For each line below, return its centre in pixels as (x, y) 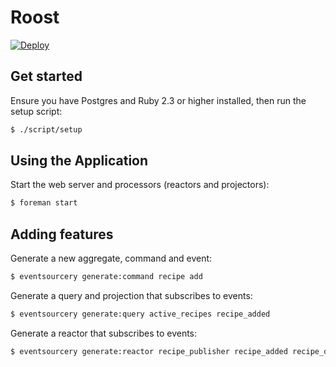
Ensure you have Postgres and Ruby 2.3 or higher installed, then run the (158, 100)
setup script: (36, 111)
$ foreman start (44, 203)
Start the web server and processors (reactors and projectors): (140, 185)
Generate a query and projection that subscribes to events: (131, 295)
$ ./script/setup (46, 129)
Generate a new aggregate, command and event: (111, 258)
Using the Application (79, 161)
